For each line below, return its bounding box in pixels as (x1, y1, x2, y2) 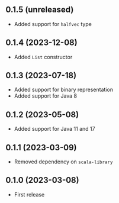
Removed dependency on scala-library (14, 158, 113, 165)
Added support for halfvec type (14, 20, 92, 27)
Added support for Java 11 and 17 (14, 125, 95, 133)
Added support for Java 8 (14, 92, 78, 99)
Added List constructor (14, 53, 73, 60)
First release (14, 191, 45, 198)
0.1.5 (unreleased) (5, 5, 74, 15)
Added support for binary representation (14, 86, 114, 94)
